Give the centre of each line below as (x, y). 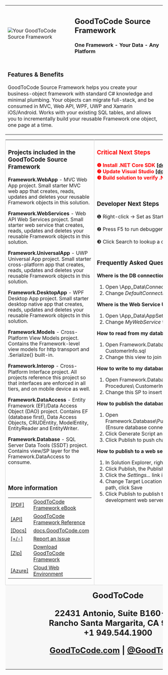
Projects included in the (42, 153)
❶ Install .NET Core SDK (126, 165)
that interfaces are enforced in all (47, 383)
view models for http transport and (49, 349)
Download (45, 547)
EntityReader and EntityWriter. (43, 429)
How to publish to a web (126, 451)
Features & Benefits (36, 75)
